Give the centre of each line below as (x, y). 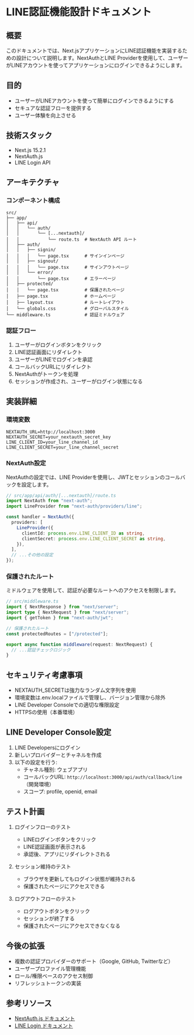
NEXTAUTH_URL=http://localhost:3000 (51, 432)
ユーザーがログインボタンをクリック (58, 345)
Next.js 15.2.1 (30, 150)
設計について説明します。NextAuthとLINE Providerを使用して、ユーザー (102, 58)
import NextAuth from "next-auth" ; (49, 501)
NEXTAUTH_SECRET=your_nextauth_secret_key (58, 437)
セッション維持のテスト (43, 866)
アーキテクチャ (33, 182)
